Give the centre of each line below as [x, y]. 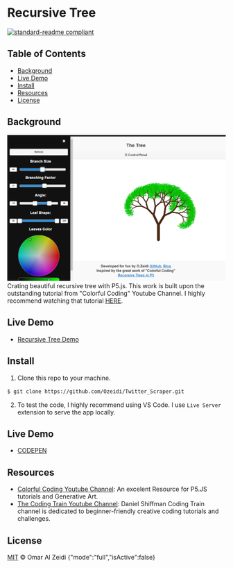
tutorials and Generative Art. [58, 496]
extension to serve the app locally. [66, 412]
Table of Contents [47, 54]
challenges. [34, 519]
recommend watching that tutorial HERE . [65, 301]
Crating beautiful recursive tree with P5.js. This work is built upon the [106, 286]
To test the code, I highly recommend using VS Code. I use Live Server [119, 405]
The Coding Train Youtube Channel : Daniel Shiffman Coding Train [111, 504]
